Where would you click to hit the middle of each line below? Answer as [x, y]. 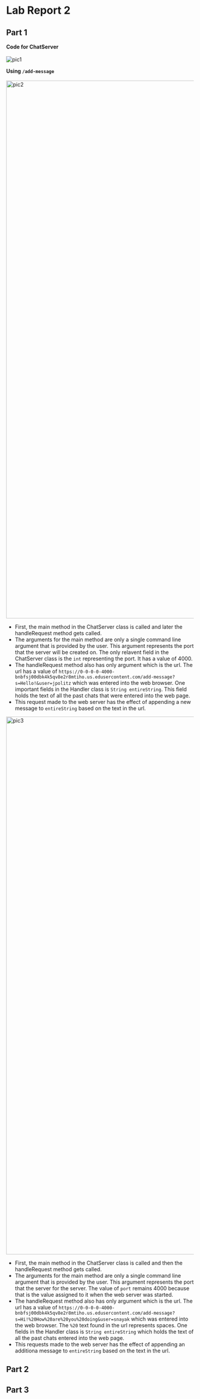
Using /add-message [30, 71]
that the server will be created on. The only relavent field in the [92, 652]
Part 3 [18, 1390]
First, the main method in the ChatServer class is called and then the [99, 1263]
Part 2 [18, 1369]
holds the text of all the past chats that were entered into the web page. [102, 696]
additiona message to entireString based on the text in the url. [92, 1351]
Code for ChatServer [32, 47]
